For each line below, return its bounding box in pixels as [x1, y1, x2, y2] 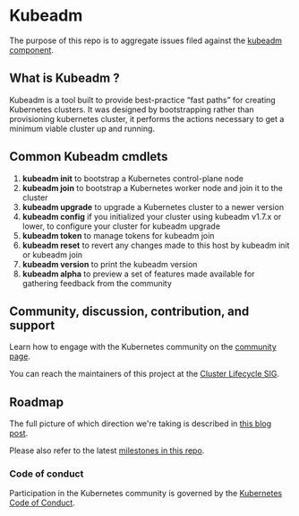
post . [9, 428, 29, 439]
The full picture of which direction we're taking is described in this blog [9, 418, 272, 429]
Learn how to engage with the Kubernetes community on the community [9, 342, 278, 353]
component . [9, 44, 54, 55]
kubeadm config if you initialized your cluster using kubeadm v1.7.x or [21, 211, 282, 222]
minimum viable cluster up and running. [9, 123, 155, 134]
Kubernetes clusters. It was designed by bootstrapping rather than [9, 104, 254, 115]
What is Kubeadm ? [9, 71, 120, 86]
